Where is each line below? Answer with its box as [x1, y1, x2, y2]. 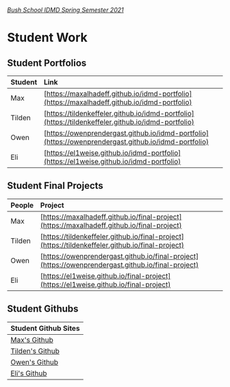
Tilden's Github [10, 346, 60, 355]
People [10, 200, 34, 210]
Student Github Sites [10, 323, 80, 333]
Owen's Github [10, 357, 59, 366]
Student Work [7, 30, 88, 45]
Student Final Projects [7, 180, 104, 191]
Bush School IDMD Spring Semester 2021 [7, 6, 125, 14]
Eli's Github [10, 368, 47, 378]
